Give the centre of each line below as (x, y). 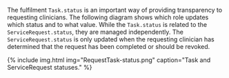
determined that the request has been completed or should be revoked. (109, 47)
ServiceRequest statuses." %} (50, 67)
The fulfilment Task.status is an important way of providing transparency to (115, 10)
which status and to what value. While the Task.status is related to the (107, 25)
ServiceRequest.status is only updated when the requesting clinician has (111, 39)
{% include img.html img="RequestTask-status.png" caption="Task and (109, 60)
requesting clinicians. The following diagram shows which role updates (108, 17)
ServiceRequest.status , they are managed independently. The (96, 32)
